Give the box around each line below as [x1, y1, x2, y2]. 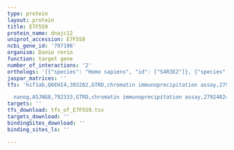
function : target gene [7, 56, 73, 62]
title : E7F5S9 [7, 23, 49, 30]
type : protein [7, 10, 49, 17]
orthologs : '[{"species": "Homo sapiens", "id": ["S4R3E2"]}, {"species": [7, 68, 229, 75]
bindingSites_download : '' [7, 119, 86, 126]
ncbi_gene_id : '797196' [7, 42, 77, 49]
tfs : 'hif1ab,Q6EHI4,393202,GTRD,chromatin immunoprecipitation [7, 81, 198, 88]
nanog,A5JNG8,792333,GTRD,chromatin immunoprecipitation [13, 94, 182, 101]
